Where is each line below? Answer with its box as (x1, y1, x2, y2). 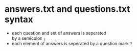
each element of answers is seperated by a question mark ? (11, 40, 133, 46)
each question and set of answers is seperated (11, 30, 107, 36)
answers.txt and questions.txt (4, 3, 130, 15)
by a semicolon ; (11, 35, 46, 41)
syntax (4, 14, 33, 25)
